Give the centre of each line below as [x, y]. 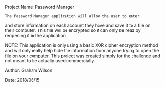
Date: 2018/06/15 [22, 80]
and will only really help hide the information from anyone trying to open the [82, 50]
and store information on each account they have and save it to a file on [78, 25]
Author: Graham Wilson [29, 70]
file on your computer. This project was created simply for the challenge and [82, 56]
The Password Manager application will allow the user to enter [72, 16]
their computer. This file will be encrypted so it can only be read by [73, 30]
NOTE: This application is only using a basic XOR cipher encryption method [82, 45]
